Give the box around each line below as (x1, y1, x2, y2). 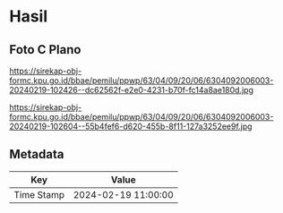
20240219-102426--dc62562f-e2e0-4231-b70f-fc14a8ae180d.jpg (9, 85, 253, 95)
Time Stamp (13, 188, 65, 200)
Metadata (9, 147, 64, 162)
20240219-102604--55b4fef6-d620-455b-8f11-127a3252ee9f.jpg (9, 121, 253, 132)
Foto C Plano (9, 42, 81, 57)
